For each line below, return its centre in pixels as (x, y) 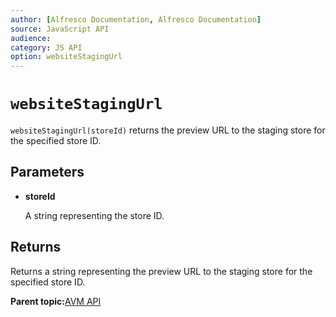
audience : (31, 38)
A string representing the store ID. (94, 215)
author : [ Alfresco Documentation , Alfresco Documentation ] (136, 19)
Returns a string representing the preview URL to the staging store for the (161, 271)
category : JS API (46, 47)
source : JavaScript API (60, 29)
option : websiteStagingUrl (66, 57)
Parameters (47, 172)
